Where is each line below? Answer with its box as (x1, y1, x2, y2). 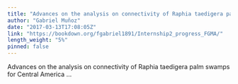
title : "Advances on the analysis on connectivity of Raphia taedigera (7, 10, 223, 18)
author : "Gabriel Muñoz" (7, 17, 81, 24)
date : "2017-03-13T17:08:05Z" (7, 23, 97, 30)
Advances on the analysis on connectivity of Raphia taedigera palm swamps (7, 63, 230, 71)
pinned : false (7, 43, 50, 50)
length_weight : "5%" (7, 37, 69, 44)
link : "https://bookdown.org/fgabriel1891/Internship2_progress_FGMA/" (7, 30, 223, 37)
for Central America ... (7, 70, 72, 78)
